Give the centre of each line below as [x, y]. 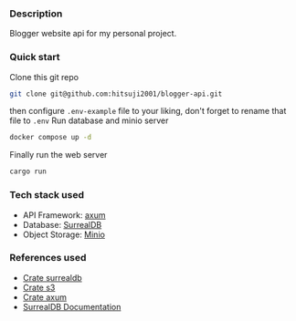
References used [48, 258]
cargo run [28, 171]
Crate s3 [39, 287]
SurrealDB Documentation [72, 306]
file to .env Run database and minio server [89, 120]
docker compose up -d [51, 138]
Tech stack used [47, 195]
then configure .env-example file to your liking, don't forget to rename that [148, 111]
